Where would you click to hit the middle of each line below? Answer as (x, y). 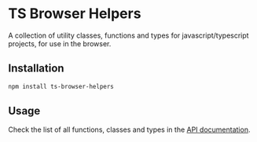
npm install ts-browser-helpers (61, 86)
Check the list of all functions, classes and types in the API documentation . (129, 129)
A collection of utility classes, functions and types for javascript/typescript (128, 35)
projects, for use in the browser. (60, 43)
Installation (36, 69)
